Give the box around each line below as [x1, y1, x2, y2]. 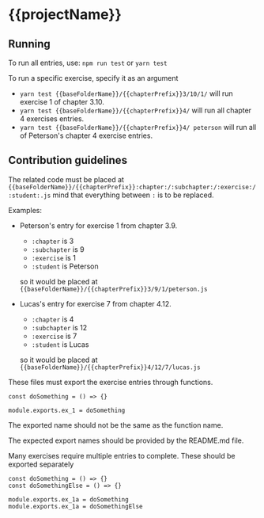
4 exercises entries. [19, 114, 85, 124]
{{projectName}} [8, 6, 123, 24]
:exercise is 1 [31, 253, 77, 262]
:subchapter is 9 [31, 244, 85, 254]
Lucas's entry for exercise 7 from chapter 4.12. [19, 299, 172, 308]
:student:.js [8, 192, 51, 200]
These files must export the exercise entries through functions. [8, 377, 213, 387]
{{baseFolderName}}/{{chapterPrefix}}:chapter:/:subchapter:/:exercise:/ [8, 183, 257, 191]
